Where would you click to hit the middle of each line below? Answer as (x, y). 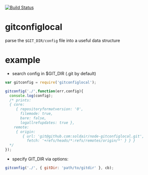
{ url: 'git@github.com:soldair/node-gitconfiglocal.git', (83, 136)
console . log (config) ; (31, 95)
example (23, 60)
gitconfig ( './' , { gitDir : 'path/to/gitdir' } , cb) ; (59, 168)
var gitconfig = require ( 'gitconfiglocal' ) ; (51, 82)
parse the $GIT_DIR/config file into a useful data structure (63, 40)
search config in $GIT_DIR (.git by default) (54, 73)
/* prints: (20, 100)
